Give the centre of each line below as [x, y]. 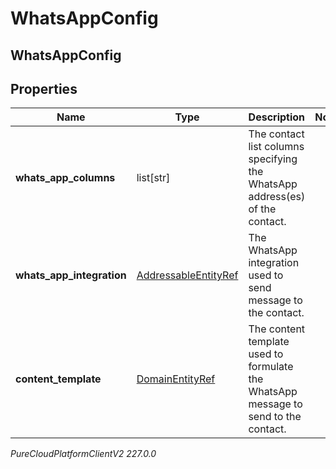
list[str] [153, 178]
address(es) [277, 197]
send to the [275, 417]
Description [277, 117]
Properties [44, 88]
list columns [276, 147]
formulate [271, 367]
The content [277, 329]
